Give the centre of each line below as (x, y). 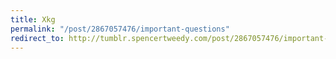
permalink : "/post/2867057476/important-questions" (120, 29)
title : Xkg (33, 19)
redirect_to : (37, 38)
